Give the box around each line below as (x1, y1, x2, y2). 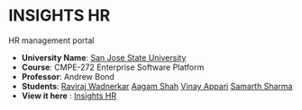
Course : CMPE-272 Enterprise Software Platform (21, 62, 205, 72)
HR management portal (8, 35, 95, 46)
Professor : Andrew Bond (21, 71, 114, 81)
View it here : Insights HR (21, 90, 117, 101)
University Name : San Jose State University (21, 52, 187, 63)
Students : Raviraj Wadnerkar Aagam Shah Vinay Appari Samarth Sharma (21, 80, 293, 91)
